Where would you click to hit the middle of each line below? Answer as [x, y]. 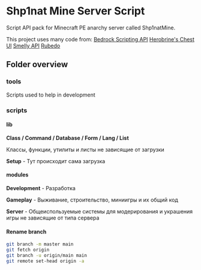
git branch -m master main [40, 244]
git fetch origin [28, 250]
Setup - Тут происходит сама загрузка [56, 161]
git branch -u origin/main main [46, 255]
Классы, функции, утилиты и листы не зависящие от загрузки [85, 149]
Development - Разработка [41, 188]
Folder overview [37, 64]
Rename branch [26, 232]
